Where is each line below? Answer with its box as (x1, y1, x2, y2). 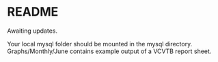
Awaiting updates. (7, 27, 58, 35)
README (7, 4, 59, 20)
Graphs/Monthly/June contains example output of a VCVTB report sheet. (7, 47, 212, 55)
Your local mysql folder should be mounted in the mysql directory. (7, 40, 193, 48)
